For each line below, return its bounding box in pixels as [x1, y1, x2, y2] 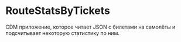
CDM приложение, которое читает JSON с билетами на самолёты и [5, 23, 176, 30]
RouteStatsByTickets [5, 4, 111, 17]
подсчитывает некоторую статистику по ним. [5, 29, 119, 36]
